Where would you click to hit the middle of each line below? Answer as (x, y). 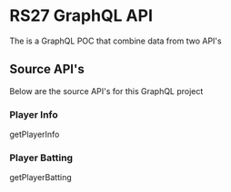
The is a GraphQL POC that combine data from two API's (115, 41)
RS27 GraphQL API (81, 16)
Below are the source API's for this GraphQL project (106, 91)
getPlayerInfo (35, 134)
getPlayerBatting (40, 178)
